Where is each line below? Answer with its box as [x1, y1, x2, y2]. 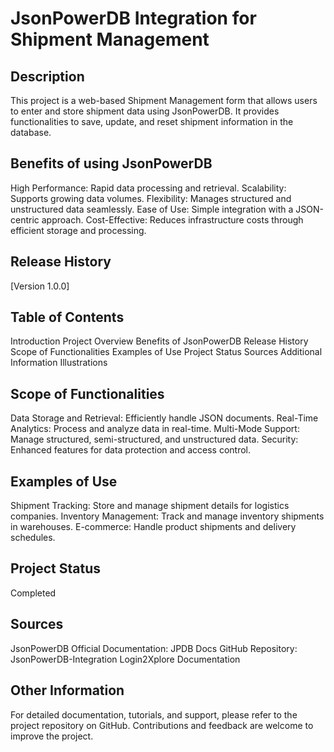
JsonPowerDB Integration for [10, 7, 257, 30]
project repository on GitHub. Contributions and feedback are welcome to [10, 719, 314, 731]
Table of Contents [10, 309, 125, 326]
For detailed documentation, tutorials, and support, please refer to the [10, 708, 298, 721]
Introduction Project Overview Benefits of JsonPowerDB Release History [10, 335, 309, 347]
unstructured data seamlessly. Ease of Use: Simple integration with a [10, 203, 294, 215]
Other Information [10, 682, 125, 699]
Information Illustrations [10, 357, 108, 369]
